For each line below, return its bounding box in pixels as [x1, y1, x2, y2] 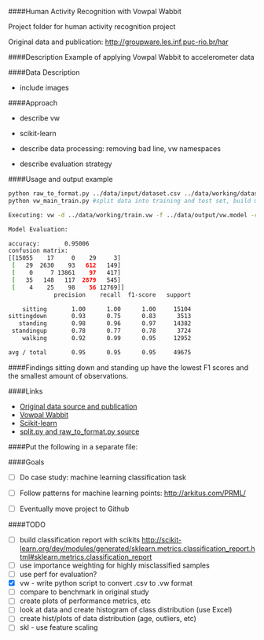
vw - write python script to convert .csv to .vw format [19, 579, 192, 588]
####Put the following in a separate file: [8, 442, 138, 451]
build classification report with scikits [19, 535, 140, 544]
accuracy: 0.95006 [8, 239, 90, 247]
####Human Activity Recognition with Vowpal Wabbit [8, 7, 182, 16]
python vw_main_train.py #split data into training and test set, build [8, 197, 251, 205]
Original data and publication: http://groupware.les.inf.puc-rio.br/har [8, 37, 229, 46]
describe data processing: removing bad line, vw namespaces [19, 144, 222, 153]
